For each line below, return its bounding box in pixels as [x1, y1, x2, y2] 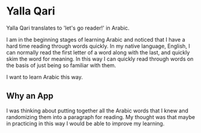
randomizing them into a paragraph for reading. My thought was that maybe [6, 113, 195, 120]
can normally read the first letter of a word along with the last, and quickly [6, 48, 190, 56]
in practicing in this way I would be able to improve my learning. [6, 120, 165, 127]
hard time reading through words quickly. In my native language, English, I [6, 42, 190, 50]
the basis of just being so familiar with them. [6, 62, 116, 69]
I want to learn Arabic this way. [6, 73, 83, 80]
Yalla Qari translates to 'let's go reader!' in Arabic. [6, 24, 130, 31]
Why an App [6, 91, 54, 101]
